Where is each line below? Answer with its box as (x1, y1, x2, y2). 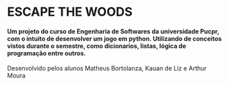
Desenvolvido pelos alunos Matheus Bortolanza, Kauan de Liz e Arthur (7, 64, 207, 73)
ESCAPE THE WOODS (7, 4, 133, 20)
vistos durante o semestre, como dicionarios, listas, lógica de (7, 42, 187, 50)
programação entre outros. (7, 49, 86, 57)
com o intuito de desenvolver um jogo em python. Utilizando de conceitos (7, 34, 222, 42)
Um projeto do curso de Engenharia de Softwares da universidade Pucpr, (7, 27, 219, 35)
